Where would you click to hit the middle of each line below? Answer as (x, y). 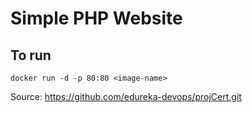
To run (31, 55)
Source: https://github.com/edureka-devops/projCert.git (126, 96)
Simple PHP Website (96, 18)
